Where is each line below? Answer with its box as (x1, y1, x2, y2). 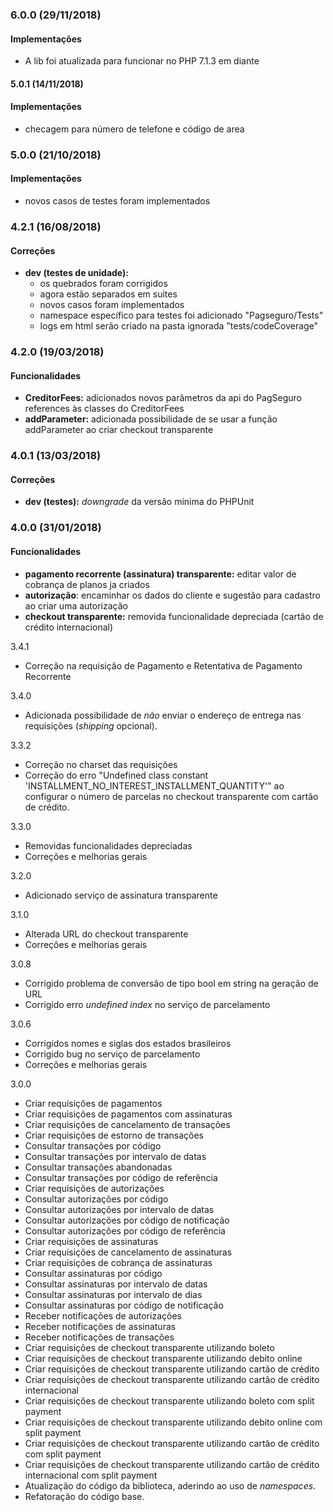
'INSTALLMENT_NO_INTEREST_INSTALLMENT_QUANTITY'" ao (24, 779, 285, 792)
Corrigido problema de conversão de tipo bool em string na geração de (24, 977, 319, 989)
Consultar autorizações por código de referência (24, 1224, 226, 1237)
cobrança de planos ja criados (24, 578, 150, 590)
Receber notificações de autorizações (24, 1309, 182, 1322)
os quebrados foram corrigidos (39, 278, 168, 290)
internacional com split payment (24, 1469, 158, 1481)
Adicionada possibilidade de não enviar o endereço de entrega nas (24, 709, 302, 721)
